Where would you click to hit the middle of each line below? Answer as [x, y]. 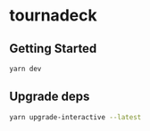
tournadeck [53, 16]
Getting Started [53, 49]
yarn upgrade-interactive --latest [75, 117]
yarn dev [25, 69]
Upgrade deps [50, 97]
